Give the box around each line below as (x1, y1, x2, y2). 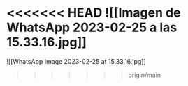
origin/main (128, 71, 161, 79)
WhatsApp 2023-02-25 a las (6, 19, 178, 35)
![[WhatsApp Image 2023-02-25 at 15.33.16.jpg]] (6, 57, 146, 65)
